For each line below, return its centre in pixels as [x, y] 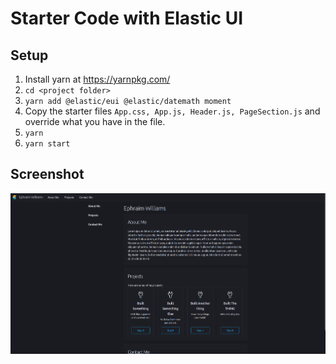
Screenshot [47, 174]
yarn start [47, 144]
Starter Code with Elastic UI [127, 18]
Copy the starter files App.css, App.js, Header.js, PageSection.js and [172, 111]
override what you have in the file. [95, 121]
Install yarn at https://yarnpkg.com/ [97, 79]
